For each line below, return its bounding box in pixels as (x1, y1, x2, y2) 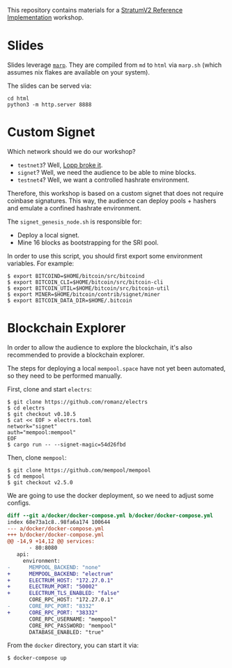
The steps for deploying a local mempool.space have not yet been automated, (7, 364, 226, 372)
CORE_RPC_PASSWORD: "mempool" (29, 622, 117, 629)
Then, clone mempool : (7, 453, 68, 462)
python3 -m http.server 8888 (7, 101, 92, 108)
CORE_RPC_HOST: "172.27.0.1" (29, 596, 114, 603)
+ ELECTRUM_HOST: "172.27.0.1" (7, 577, 114, 584)
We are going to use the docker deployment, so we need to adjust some (7, 491, 214, 499)
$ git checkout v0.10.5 (7, 410, 77, 417)
